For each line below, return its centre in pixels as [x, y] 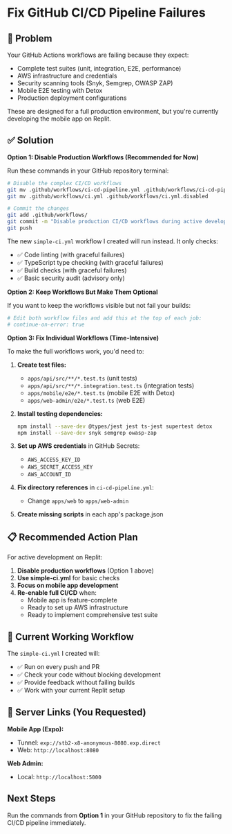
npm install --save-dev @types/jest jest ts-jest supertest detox [115, 426]
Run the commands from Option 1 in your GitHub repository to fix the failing [115, 815]
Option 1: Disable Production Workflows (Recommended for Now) [103, 157]
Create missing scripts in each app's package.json [90, 514]
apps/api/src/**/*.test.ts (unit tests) [83, 378]
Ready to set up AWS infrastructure [78, 607]
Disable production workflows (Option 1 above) [85, 571]
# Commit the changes [38, 209]
